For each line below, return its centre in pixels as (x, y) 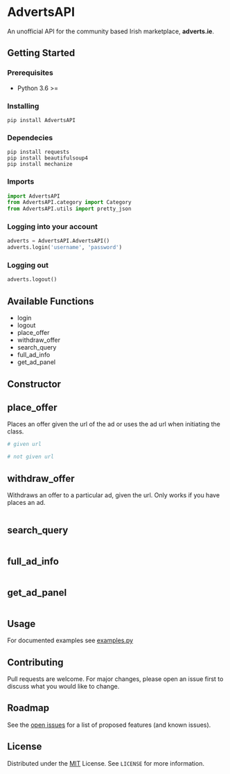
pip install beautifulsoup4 (48, 158)
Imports (21, 182)
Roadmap (28, 708)
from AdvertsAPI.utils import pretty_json (69, 209)
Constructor (34, 384)
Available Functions (51, 301)
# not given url (30, 457)
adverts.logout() (32, 279)
